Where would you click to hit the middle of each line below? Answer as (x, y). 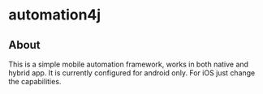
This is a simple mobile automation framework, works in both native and (129, 64)
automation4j (55, 15)
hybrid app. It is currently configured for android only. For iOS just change (132, 73)
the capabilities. (35, 81)
